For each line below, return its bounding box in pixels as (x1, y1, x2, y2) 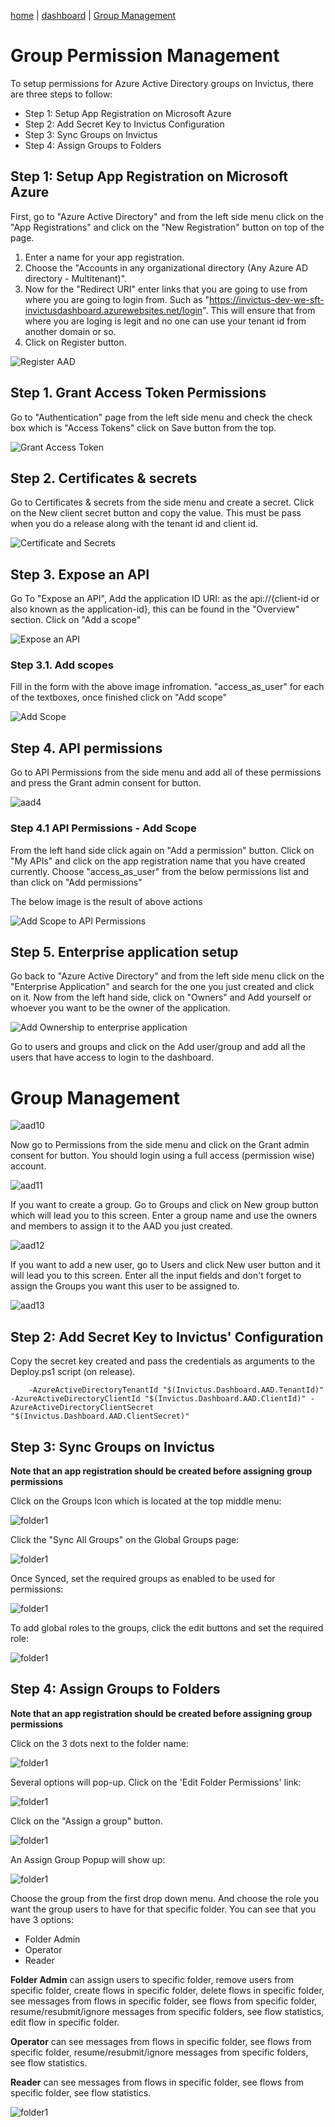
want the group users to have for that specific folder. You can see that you (10, 1903, 317, 1915)
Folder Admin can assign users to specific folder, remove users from (10, 1973, 295, 1985)
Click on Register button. (24, 336, 127, 348)
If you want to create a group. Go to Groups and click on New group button (10, 1199, 319, 1211)
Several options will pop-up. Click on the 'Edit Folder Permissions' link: (10, 1776, 302, 1788)
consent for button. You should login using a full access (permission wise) (10, 1150, 315, 1162)
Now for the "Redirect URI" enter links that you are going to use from (24, 283, 308, 295)
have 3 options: (10, 1913, 75, 1925)
